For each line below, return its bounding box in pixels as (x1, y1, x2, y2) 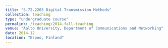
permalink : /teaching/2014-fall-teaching (5, 21, 94, 26)
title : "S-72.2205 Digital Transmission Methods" (5, 7, 112, 12)
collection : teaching (5, 12, 51, 17)
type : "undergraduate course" (5, 16, 69, 21)
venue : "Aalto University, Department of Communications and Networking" (5, 26, 164, 31)
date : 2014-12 (5, 30, 35, 35)
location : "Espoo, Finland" (5, 35, 65, 40)
